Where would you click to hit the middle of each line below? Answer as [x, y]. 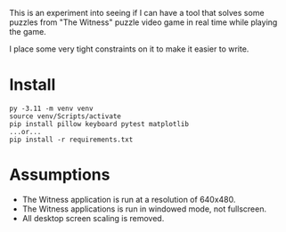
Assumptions [60, 175]
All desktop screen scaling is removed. [93, 218]
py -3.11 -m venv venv [51, 108]
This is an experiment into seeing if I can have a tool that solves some [137, 13]
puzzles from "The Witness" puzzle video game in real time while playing [143, 22]
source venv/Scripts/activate [65, 116]
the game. [28, 32]
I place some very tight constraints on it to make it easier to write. [129, 49]
